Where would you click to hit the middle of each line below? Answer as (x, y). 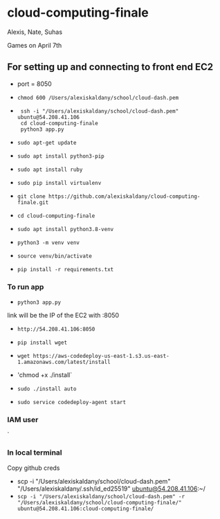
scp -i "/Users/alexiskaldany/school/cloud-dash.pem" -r (101, 496)
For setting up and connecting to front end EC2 (110, 67)
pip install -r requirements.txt (65, 269)
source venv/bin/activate (54, 256)
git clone (31, 196)
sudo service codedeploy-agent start (72, 403)
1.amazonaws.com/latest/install (64, 362)
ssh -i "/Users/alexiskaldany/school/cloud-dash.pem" (100, 111)
